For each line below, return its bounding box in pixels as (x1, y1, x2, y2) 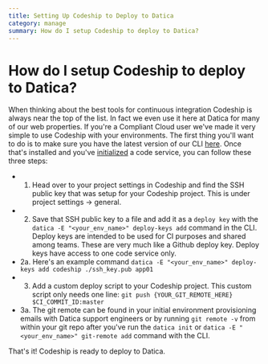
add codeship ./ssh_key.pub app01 (38, 266, 154, 274)
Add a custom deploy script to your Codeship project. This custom (31, 281, 252, 291)
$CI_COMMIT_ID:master (31, 298, 104, 306)
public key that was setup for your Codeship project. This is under (31, 189, 250, 198)
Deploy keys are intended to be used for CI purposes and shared (31, 231, 246, 241)
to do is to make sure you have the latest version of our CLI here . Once (8, 139, 242, 149)
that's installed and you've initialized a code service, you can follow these (8, 148, 252, 157)
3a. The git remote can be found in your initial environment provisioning (19, 305, 257, 315)
